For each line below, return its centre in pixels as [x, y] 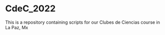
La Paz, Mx [17, 27]
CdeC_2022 [30, 9]
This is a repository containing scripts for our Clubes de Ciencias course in [82, 22]
